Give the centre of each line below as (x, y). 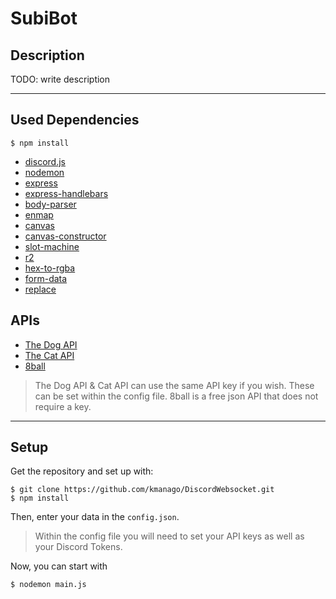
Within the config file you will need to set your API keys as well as (169, 536)
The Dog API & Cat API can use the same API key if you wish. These (174, 385)
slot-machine (52, 246)
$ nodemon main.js (48, 585)
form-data (46, 278)
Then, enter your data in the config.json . (95, 517)
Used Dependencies (75, 120)
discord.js (45, 161)
